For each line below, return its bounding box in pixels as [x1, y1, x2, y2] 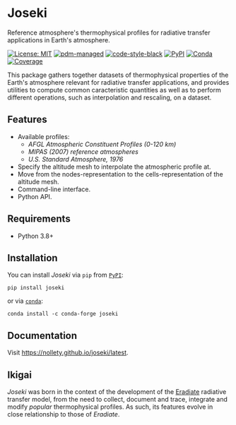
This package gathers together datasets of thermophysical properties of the [7, 71, 229, 79]
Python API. [17, 192, 52, 200]
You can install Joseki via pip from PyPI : [7, 270, 124, 280]
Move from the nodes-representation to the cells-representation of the [17, 169, 224, 178]
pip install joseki [7, 285, 65, 292]
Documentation [7, 330, 78, 342]
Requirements [7, 213, 71, 225]
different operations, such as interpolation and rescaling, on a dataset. [7, 93, 212, 102]
